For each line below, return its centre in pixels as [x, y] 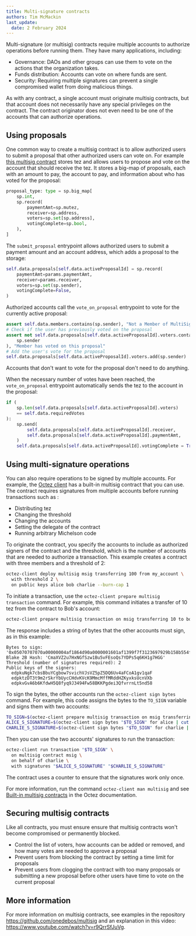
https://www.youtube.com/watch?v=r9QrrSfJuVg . [66, 927]
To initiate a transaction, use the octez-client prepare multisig [83, 596]
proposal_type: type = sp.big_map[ [49, 191]
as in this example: [29, 636]
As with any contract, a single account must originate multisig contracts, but [97, 98]
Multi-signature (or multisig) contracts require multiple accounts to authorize [98, 44]
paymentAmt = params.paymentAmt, [55, 274]
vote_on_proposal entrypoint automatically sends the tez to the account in [95, 386]
